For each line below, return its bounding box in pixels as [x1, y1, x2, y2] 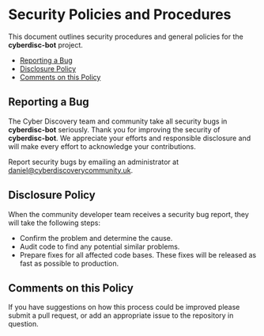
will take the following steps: [8, 218, 101, 227]
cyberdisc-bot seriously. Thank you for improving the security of [8, 124, 221, 134]
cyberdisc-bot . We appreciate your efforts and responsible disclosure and [8, 133, 251, 143]
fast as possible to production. [19, 258, 119, 268]
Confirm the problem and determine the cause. [19, 233, 173, 242]
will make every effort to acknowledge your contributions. [8, 141, 196, 151]
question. [8, 319, 40, 329]
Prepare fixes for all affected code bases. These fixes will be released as [19, 250, 257, 259]
